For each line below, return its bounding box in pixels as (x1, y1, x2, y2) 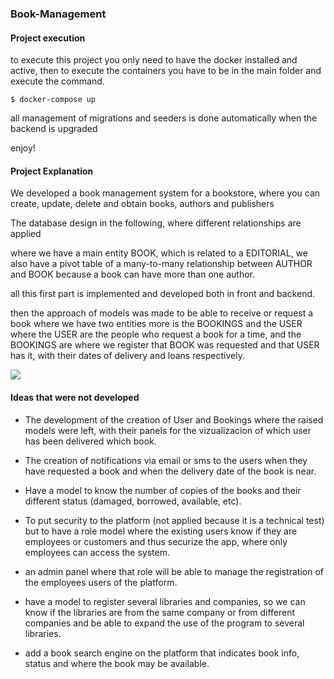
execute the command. (10, 75, 105, 87)
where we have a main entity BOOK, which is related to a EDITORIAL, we (10, 247, 308, 259)
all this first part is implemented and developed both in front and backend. (10, 288, 316, 300)
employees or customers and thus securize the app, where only (24, 535, 288, 547)
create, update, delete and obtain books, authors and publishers (10, 198, 275, 210)
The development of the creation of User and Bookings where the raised (24, 413, 324, 426)
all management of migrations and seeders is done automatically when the (10, 112, 318, 124)
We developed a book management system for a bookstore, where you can (10, 187, 321, 199)
